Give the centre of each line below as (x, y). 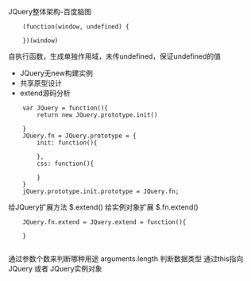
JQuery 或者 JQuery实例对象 (55, 269)
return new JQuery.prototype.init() (97, 115)
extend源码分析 (45, 93)
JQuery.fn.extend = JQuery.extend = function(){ (104, 222)
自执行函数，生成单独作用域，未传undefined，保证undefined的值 (114, 56)
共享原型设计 (41, 83)
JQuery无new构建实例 (56, 73)
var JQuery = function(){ (66, 108)
